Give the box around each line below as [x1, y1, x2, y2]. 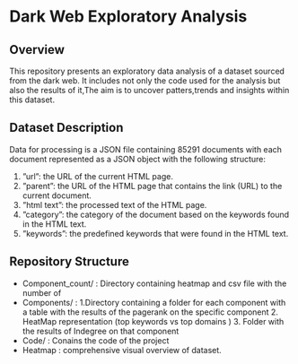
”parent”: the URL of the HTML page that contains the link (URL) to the [22, 180, 283, 191]
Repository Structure [9, 254, 130, 270]
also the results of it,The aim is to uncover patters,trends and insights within [9, 85, 290, 95]
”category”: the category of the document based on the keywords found [22, 209, 290, 220]
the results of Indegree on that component [22, 325, 180, 336]
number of [22, 287, 62, 298]
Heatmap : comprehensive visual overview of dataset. [22, 344, 222, 355]
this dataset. [9, 94, 56, 105]
